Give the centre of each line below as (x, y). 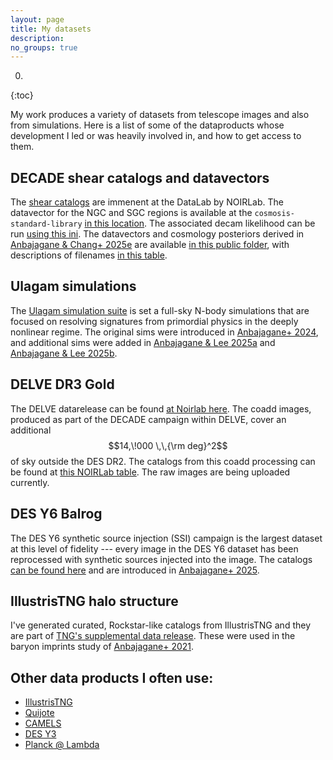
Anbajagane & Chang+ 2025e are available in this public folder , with (150, 245)
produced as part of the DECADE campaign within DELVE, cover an (148, 419)
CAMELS (43, 723)
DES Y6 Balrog (56, 514)
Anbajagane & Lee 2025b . (64, 353)
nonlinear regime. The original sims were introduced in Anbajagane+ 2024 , (164, 332)
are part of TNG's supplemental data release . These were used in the (153, 636)
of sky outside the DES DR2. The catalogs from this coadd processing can (163, 461)
